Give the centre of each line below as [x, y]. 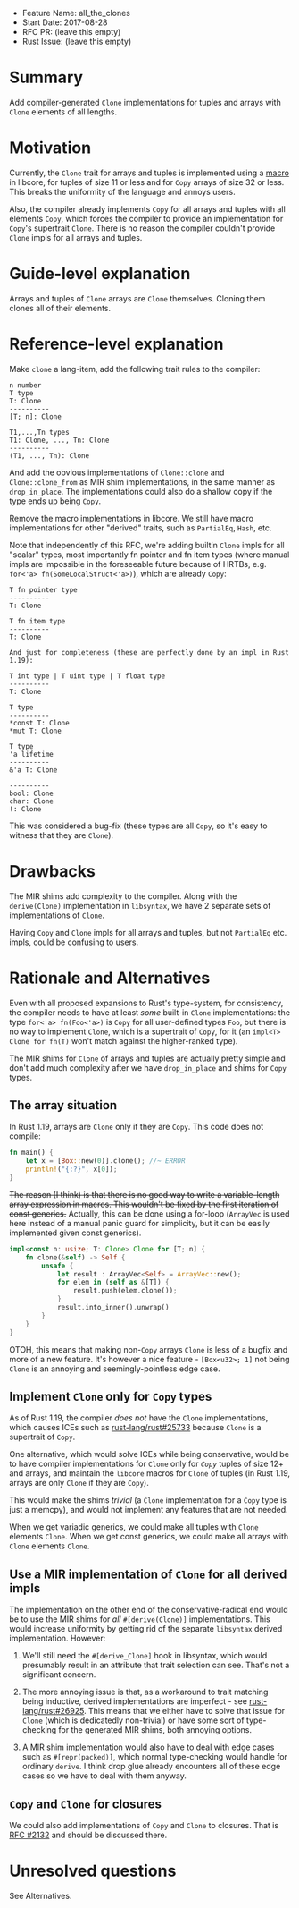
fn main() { [31, 1153]
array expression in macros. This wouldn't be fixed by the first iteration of [144, 1204]
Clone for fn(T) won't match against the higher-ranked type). [124, 1040]
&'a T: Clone [33, 770]
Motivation [50, 148]
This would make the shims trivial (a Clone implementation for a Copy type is [148, 1500]
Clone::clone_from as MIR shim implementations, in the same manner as [142, 481]
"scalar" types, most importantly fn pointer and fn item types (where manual [149, 555]
